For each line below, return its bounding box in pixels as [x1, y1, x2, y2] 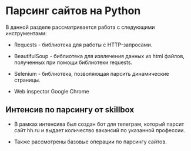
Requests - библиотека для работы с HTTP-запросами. [14, 41, 153, 48]
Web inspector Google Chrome [14, 88, 89, 95]
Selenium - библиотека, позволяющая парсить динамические [14, 70, 169, 77]
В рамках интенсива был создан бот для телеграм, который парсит [14, 120, 185, 127]
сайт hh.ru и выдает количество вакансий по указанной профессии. [14, 126, 186, 133]
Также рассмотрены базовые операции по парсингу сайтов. [14, 138, 167, 145]
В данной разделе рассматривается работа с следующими [5, 24, 155, 31]
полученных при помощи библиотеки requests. [14, 59, 133, 66]
